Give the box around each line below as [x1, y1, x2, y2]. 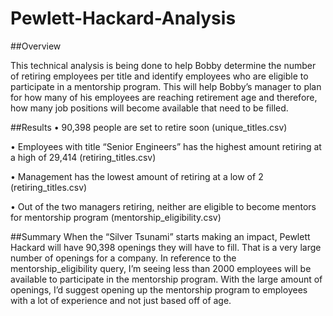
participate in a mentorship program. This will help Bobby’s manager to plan [10, 80, 322, 92]
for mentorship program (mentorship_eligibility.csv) [10, 211, 222, 223]
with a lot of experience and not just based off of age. [10, 294, 232, 306]
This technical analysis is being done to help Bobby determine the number [10, 59, 317, 71]
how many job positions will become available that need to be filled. [10, 102, 289, 114]
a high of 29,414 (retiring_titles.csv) [10, 151, 157, 163]
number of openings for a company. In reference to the [10, 252, 237, 264]
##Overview [10, 40, 62, 52]
